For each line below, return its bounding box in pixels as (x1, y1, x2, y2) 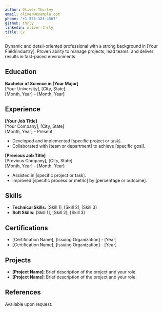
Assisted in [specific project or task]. (12, 172, 86, 178)
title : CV (5, 30, 25, 35)
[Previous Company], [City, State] (5, 157, 73, 163)
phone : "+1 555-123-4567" (5, 16, 58, 21)
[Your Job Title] (5, 118, 38, 124)
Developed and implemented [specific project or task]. (12, 137, 122, 144)
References (5, 288, 41, 296)
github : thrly (5, 20, 34, 26)
